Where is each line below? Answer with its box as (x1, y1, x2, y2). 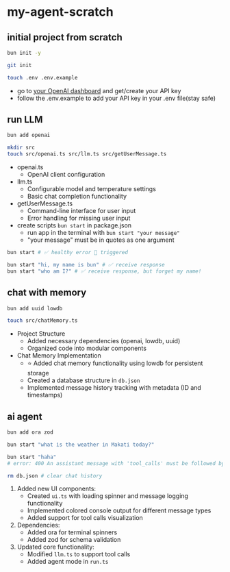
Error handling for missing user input (27, 214, 131, 223)
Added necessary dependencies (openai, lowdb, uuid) (27, 337, 181, 345)
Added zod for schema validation (27, 536, 121, 544)
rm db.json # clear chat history (7, 472, 103, 480)
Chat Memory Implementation (16, 351, 101, 360)
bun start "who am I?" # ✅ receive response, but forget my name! (7, 268, 202, 275)
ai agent (7, 410, 42, 422)
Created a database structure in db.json (27, 376, 140, 384)
